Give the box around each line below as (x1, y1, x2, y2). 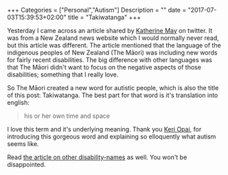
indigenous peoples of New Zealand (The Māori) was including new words (7, 48, 218, 56)
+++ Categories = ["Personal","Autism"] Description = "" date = (7, 6, 187, 14)
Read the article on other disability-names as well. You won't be (7, 153, 187, 161)
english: (7, 99, 30, 106)
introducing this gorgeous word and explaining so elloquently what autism (7, 132, 216, 141)
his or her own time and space (23, 112, 110, 120)
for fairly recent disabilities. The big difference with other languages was (7, 56, 213, 64)
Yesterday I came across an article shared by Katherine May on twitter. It (7, 27, 213, 34)
